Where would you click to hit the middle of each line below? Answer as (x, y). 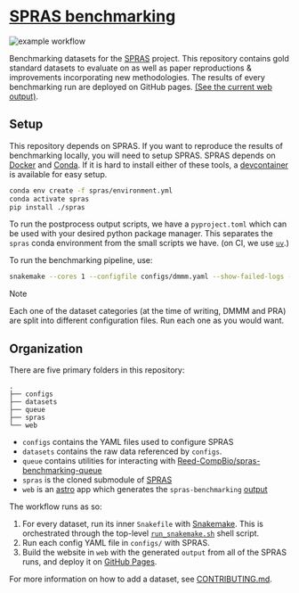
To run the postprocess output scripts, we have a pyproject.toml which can (148, 224)
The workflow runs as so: (56, 507)
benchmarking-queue (62, 471)
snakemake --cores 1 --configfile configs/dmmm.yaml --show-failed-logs (147, 277)
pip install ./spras (48, 207)
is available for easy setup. (58, 174)
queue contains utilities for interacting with (99, 461)
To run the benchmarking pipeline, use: (81, 260)
